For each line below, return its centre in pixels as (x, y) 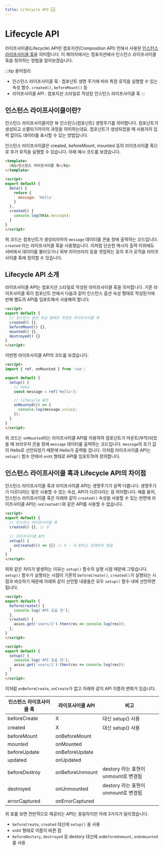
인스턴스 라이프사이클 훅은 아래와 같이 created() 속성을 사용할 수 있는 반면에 (78, 498)
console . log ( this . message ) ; (42, 216)
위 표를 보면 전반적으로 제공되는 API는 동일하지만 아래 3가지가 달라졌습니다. (77, 814)
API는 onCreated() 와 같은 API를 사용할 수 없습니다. (75, 504)
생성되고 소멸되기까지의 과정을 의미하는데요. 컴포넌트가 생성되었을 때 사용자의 (79, 129)
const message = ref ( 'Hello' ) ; (46, 392)
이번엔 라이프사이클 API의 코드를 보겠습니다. (47, 355)
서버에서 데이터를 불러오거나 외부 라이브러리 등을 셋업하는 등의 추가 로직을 (75, 251)
